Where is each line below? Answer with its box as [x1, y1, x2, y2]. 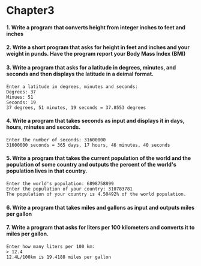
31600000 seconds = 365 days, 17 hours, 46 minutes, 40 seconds [6, 142, 170, 148]
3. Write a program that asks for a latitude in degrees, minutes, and [6, 64, 176, 71]
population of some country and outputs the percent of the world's [6, 161, 177, 168]
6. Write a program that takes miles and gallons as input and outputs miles [6, 204, 195, 211]
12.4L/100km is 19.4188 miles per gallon [6, 254, 112, 260]
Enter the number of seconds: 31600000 [6, 137, 106, 143]
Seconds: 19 [6, 99, 36, 105]
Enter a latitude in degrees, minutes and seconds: [6, 83, 138, 90]
